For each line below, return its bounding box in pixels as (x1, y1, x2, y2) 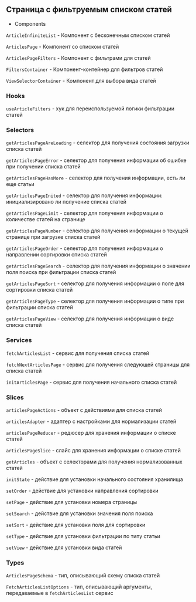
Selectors (6, 126, 34, 134)
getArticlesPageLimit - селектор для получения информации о (6, 209, 163, 217)
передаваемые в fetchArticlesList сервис (6, 590, 114, 597)
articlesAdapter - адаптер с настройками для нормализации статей (6, 418, 177, 425)
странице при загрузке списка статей (6, 234, 101, 241)
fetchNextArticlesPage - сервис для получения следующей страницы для (6, 361, 190, 368)
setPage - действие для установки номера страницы (6, 499, 137, 505)
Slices (6, 393, 25, 401)
